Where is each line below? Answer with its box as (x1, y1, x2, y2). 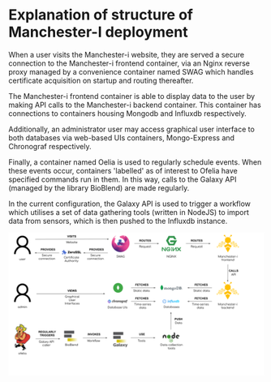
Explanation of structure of (8, 6, 193, 24)
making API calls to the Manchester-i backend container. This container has (8, 100, 261, 109)
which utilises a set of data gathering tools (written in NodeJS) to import (8, 207, 250, 217)
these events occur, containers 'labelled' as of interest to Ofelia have (8, 165, 238, 175)
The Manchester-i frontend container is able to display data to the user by (8, 91, 256, 101)
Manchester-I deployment (8, 23, 188, 41)
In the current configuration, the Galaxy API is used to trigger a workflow (8, 199, 252, 208)
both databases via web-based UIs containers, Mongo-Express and (8, 132, 235, 143)
